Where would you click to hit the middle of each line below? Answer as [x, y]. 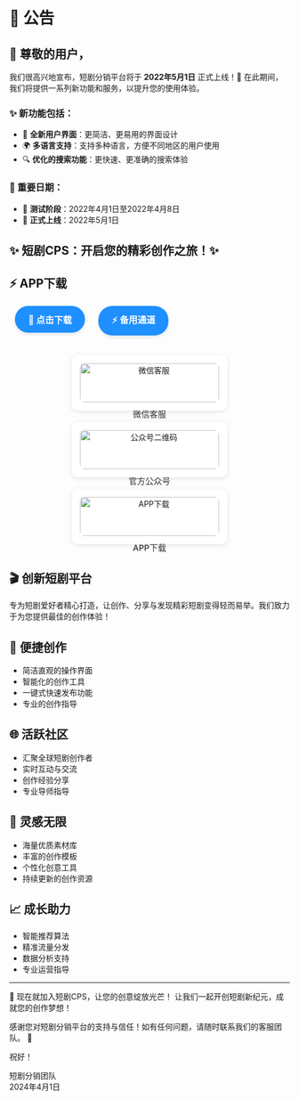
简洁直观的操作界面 [57, 670]
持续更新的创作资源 [57, 878]
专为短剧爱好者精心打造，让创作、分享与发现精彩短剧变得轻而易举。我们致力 [149, 606]
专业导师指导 [45, 791]
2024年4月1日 [35, 1087]
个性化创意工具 [49, 867]
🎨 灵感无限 [38, 822]
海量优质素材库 [49, 845]
